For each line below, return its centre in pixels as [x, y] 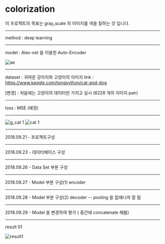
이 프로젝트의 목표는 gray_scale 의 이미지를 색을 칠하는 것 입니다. [68, 23]
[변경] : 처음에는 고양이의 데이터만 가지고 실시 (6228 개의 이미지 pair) [72, 92]
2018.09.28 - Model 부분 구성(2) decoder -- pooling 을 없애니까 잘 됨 [73, 197]
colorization [30, 9]
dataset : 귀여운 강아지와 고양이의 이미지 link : [49, 77]
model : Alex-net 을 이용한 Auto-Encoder [46, 52]
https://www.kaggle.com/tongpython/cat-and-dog [56, 83]
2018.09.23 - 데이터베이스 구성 [35, 152]
